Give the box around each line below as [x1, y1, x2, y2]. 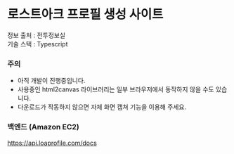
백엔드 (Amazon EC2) [7, 122, 79, 132]
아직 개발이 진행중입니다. [17, 77, 86, 85]
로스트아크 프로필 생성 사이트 [7, 6, 164, 23]
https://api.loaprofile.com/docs [7, 139, 97, 147]
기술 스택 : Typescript [7, 39, 68, 48]
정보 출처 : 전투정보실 [7, 31, 65, 39]
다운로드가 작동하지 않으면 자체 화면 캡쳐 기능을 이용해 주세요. [17, 103, 187, 111]
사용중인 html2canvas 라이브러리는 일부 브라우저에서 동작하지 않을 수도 [17, 85, 214, 94]
